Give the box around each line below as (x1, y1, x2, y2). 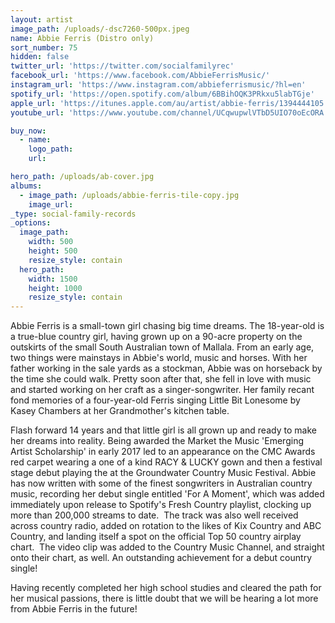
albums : (10, 181, 43, 191)
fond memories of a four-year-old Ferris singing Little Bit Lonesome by (10, 394, 301, 406)
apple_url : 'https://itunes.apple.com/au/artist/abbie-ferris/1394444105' (10, 98, 329, 108)
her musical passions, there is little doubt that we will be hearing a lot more (10, 592, 319, 605)
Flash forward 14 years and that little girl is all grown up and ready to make (10, 424, 317, 436)
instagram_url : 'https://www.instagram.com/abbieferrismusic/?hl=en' (10, 80, 307, 90)
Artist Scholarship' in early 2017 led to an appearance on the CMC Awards (10, 446, 316, 458)
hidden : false (10, 52, 70, 62)
